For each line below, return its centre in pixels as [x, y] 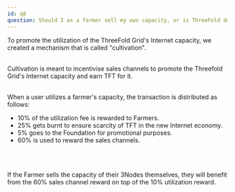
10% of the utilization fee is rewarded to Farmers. [88, 118]
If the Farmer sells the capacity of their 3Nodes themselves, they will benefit [117, 175]
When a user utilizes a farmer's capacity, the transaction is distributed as [113, 97]
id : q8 [17, 14]
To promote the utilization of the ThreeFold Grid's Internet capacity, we [109, 40]
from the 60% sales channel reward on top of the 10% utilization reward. [112, 182]
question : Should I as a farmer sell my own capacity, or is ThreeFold [114, 20]
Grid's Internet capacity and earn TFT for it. [70, 76]
